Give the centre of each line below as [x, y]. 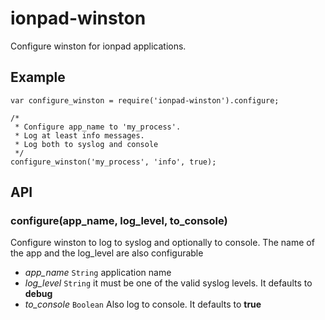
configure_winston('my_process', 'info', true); [113, 162]
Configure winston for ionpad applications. [98, 46]
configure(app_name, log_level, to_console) [119, 221]
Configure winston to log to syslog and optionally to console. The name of [162, 243]
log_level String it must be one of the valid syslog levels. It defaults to [168, 283]
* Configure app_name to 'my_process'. [98, 127]
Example [38, 77]
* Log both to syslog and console [86, 144]
